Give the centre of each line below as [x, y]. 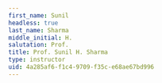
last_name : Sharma [39, 30]
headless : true [33, 23]
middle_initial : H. [40, 38]
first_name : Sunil [39, 15]
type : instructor [37, 60]
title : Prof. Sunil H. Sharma [58, 52]
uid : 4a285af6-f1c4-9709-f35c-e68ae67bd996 [81, 67]
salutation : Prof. [39, 45]
